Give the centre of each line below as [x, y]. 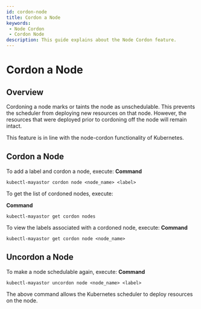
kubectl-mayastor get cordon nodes [51, 216]
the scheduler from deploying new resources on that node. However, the [97, 113]
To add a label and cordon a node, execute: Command [74, 171]
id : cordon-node [27, 12]
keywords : [19, 23]
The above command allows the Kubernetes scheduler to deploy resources [100, 294]
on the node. [22, 301]
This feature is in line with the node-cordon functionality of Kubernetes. [95, 138]
